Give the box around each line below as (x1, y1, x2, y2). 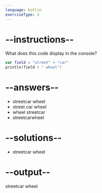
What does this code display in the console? (5, 50, 97, 56)
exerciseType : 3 (5, 12, 39, 17)
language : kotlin (5, 7, 42, 13)
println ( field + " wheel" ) (5, 65, 62, 70)
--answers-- (5, 82, 59, 93)
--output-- (5, 167, 50, 178)
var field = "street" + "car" (5, 60, 69, 66)
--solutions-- (5, 132, 62, 144)
